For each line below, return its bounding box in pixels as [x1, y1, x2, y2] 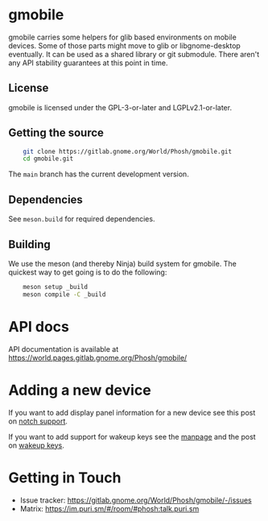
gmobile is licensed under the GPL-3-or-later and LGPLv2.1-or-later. [8, 102, 232, 112]
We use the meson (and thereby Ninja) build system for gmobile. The [8, 258, 237, 268]
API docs [8, 317, 70, 336]
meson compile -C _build [23, 290, 106, 299]
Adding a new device [8, 381, 151, 399]
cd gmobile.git [23, 155, 74, 163]
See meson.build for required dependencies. [8, 214, 155, 224]
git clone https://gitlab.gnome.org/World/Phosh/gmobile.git [23, 147, 232, 155]
